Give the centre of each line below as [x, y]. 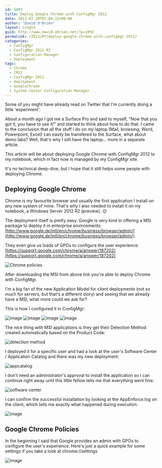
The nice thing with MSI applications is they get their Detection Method [76, 327]
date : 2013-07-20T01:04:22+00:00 [39, 18]
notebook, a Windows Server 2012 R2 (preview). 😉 [56, 211]
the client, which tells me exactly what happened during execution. [72, 404]
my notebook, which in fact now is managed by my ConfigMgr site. [72, 159]
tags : [10, 64]
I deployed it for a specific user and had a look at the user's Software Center [81, 352]
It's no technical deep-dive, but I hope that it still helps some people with [77, 169]
